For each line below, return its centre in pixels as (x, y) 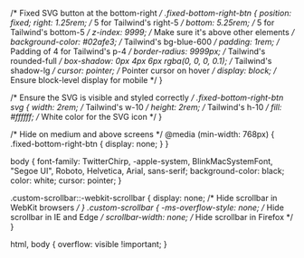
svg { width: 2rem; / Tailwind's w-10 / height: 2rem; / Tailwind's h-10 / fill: (146, 107)
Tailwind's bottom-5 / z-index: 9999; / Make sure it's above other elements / (152, 32)
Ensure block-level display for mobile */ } (86, 80)
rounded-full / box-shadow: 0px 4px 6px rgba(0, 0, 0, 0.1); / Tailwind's (141, 61)
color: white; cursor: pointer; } (66, 180)
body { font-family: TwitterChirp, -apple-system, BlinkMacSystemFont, (142, 161)
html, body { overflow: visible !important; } (89, 244)
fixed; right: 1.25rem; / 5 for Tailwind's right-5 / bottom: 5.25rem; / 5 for (142, 23)
